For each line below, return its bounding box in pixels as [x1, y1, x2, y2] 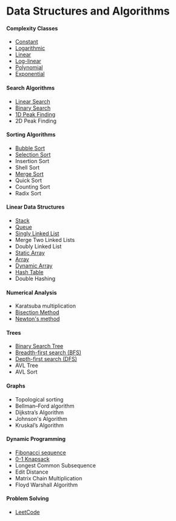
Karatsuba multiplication [15, 302, 76, 310]
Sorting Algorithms [6, 131, 56, 138]
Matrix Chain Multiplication [15, 474, 83, 482]
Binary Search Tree [15, 343, 64, 350]
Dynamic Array [15, 262, 53, 269]
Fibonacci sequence [15, 449, 66, 456]
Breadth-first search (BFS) [15, 349, 82, 356]
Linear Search [15, 98, 50, 105]
